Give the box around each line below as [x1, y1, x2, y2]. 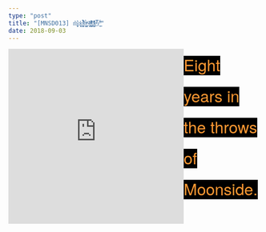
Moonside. [183, 177, 258, 201]
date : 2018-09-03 [8, 26, 66, 34]
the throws [183, 114, 258, 138]
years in [183, 83, 240, 108]
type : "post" [8, 11, 52, 20]
